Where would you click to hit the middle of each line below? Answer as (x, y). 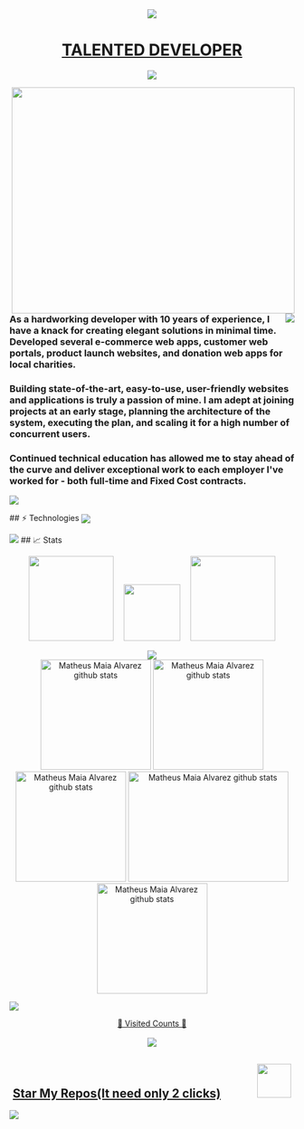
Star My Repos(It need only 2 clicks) (117, 1093)
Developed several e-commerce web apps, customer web (139, 341)
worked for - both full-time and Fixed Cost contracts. (128, 480)
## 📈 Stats (41, 540)
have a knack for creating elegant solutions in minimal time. (143, 330)
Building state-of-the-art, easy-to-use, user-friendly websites (149, 388)
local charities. (43, 364)
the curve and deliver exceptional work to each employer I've (147, 470)
